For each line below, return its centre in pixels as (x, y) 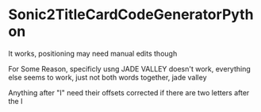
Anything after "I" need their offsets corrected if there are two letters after (129, 92)
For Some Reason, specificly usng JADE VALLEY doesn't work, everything (130, 68)
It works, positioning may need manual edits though (93, 53)
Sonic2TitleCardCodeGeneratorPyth (131, 15)
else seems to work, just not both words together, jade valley (108, 77)
